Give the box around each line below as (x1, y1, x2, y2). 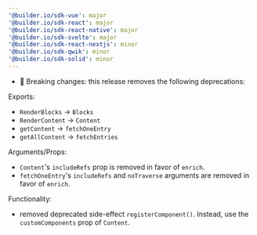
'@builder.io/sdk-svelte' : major (8, 33, 118, 42)
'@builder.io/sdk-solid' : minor (8, 56, 114, 63)
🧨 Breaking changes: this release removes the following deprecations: (19, 76, 245, 86)
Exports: (8, 92, 35, 101)
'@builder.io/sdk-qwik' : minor (8, 48, 110, 56)
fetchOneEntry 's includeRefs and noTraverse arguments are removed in (19, 170, 250, 180)
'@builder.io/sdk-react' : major (8, 19, 114, 27)
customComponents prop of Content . (19, 217, 131, 227)
